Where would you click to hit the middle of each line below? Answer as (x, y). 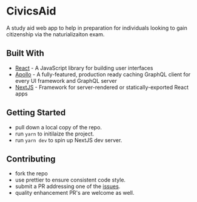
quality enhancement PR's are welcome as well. (75, 193)
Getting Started (36, 113)
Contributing (31, 159)
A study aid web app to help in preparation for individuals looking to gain (97, 28)
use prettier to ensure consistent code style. (70, 180)
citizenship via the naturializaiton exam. (55, 34)
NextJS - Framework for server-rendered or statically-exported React (102, 87)
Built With (25, 54)
